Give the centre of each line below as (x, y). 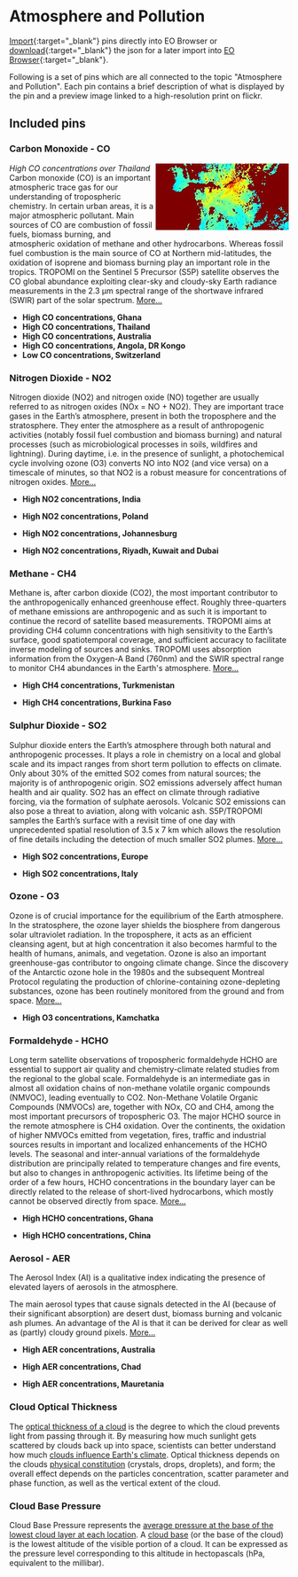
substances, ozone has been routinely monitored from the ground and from (147, 991)
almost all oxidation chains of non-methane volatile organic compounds (140, 1089)
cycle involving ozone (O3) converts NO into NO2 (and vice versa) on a (139, 463)
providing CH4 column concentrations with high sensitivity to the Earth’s (141, 630)
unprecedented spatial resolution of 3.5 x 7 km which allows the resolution (145, 830)
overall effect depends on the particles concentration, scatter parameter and (149, 1473)
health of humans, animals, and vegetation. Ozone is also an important (138, 953)
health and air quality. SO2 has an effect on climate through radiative (134, 792)
